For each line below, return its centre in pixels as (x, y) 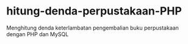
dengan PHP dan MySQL (38, 34)
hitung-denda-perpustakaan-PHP (94, 11)
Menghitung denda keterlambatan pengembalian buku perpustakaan (92, 28)
